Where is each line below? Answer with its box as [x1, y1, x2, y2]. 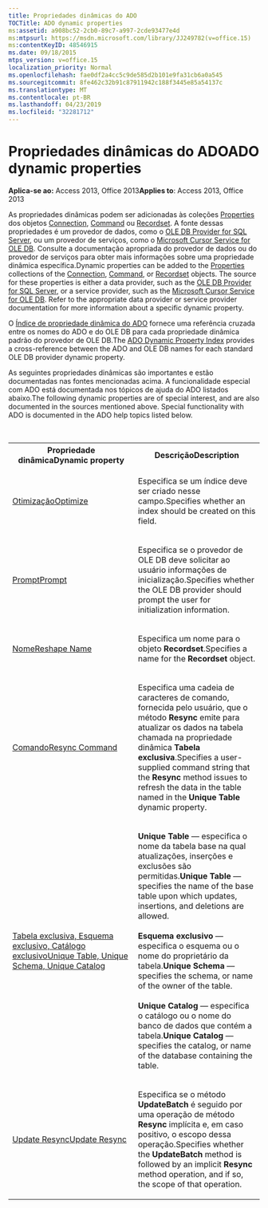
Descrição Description [154, 449, 239, 460]
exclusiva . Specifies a [138, 752, 219, 763]
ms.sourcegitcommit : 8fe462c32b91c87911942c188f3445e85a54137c [8, 78, 223, 86]
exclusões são [138, 860, 191, 871]
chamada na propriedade [138, 732, 233, 743]
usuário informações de [138, 564, 227, 575]
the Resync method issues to [138, 772, 248, 783]
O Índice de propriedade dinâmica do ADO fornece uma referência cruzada [8, 318, 255, 328]
